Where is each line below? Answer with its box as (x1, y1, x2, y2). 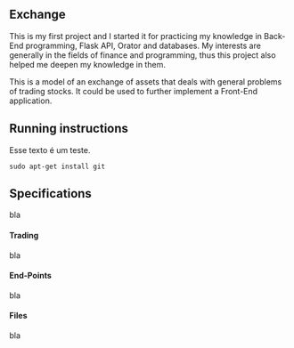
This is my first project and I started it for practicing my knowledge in (9, 30, 263, 41)
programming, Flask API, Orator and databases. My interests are (25, 40, 261, 51)
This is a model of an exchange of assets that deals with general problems (9, 76, 282, 87)
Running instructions (9, 121, 129, 136)
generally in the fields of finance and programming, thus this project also (9, 49, 276, 61)
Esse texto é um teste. (9, 144, 91, 155)
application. (9, 95, 53, 106)
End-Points (9, 271, 52, 281)
